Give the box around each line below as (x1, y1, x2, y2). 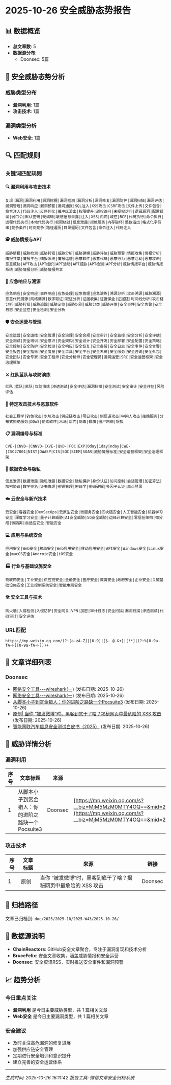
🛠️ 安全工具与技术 (5, 594, 42, 600)
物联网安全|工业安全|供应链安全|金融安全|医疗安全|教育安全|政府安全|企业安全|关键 (5, 577, 160, 582)
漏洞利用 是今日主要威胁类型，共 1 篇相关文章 (12, 1007, 108, 1013)
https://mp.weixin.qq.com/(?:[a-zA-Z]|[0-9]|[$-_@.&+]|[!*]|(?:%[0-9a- (5, 639, 160, 644)
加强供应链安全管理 (12, 1046, 53, 1052)
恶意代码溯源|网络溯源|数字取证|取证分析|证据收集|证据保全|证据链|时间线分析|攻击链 (5, 296, 164, 302)
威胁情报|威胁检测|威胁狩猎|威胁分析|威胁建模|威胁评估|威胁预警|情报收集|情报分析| (5, 251, 162, 256)
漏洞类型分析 (5, 122, 37, 129)
